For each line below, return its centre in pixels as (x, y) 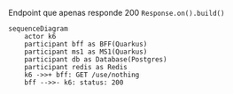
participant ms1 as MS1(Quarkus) (86, 52)
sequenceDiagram (38, 29)
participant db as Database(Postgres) (96, 60)
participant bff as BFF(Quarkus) (86, 44)
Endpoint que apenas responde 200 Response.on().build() (116, 13)
